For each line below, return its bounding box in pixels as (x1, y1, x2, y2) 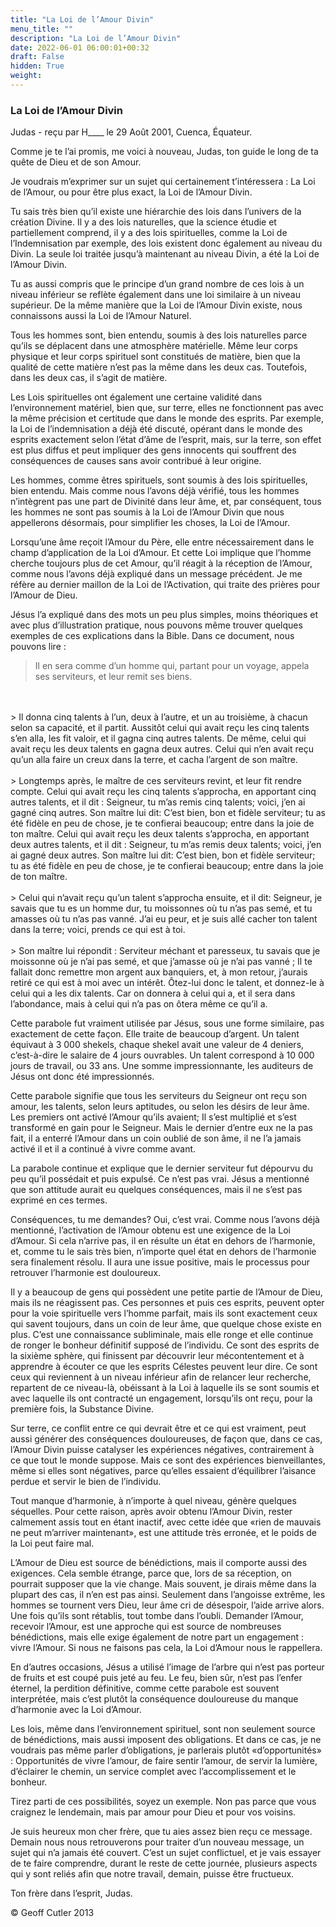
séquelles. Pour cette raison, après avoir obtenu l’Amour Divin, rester (10, 1506, 293, 1518)
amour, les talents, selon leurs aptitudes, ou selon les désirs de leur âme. (10, 1101, 310, 1113)
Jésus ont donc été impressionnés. (10, 1071, 155, 1083)
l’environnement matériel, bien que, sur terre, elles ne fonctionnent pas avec (10, 402, 324, 414)
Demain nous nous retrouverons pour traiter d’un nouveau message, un (10, 1836, 305, 1848)
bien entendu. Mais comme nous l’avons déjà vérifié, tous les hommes (10, 485, 300, 497)
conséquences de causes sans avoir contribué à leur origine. (10, 455, 262, 467)
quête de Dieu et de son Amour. (10, 156, 142, 168)
